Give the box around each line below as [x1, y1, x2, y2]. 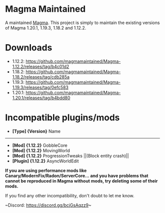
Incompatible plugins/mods [5, 112, 120, 123]
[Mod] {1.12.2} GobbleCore [12, 142, 68, 148]
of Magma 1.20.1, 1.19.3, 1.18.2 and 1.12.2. [5, 25, 86, 30]
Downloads [5, 42, 53, 53]
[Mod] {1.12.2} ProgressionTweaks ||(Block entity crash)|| [12, 153, 129, 159]
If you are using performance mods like [5, 167, 87, 173]
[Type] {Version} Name [12, 128, 61, 134]
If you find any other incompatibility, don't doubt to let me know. [5, 192, 135, 198]
